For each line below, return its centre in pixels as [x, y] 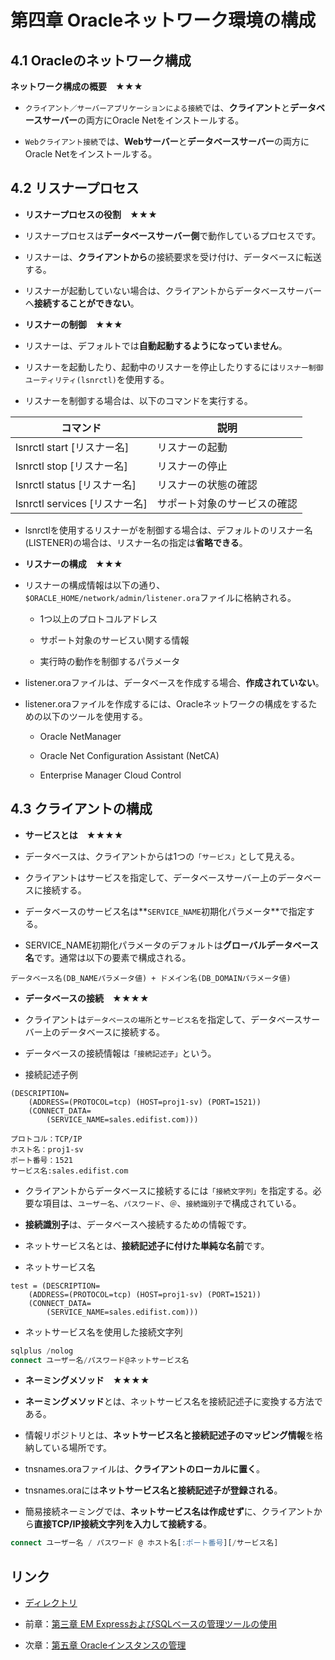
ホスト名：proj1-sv [47, 1149]
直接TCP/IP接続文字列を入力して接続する [118, 1524]
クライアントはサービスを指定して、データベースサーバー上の [151, 877]
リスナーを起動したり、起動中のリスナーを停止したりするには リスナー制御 [174, 367]
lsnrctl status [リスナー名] [76, 484]
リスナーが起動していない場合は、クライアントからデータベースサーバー [173, 290]
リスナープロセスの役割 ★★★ [91, 214]
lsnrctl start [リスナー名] [72, 447]
